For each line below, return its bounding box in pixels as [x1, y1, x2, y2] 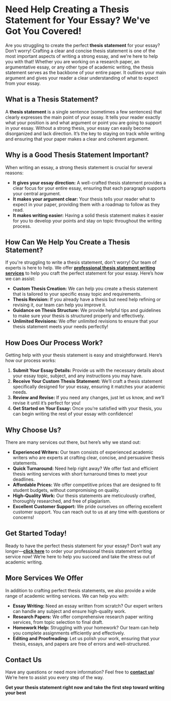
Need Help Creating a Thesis [5, 4, 129, 15]
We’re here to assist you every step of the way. [5, 674, 104, 681]
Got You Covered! [5, 26, 82, 37]
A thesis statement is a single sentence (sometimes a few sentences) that [5, 108, 162, 115]
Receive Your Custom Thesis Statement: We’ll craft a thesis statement [12, 378, 162, 385]
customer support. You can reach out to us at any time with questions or [12, 509, 165, 515]
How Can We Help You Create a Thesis [5, 238, 130, 246]
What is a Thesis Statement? [5, 95, 99, 104]
